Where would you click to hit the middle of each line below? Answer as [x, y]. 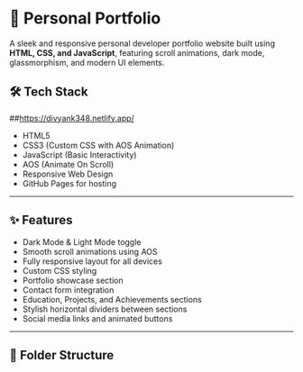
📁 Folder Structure [62, 355]
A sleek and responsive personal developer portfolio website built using [142, 43]
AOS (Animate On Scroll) [68, 164]
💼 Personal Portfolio [85, 18]
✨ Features [41, 220]
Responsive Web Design [68, 174]
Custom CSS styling [60, 270]
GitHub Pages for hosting [69, 183]
